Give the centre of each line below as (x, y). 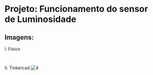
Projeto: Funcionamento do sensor (76, 9)
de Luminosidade (40, 19)
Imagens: (19, 37)
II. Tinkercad (17, 68)
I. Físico (13, 49)
